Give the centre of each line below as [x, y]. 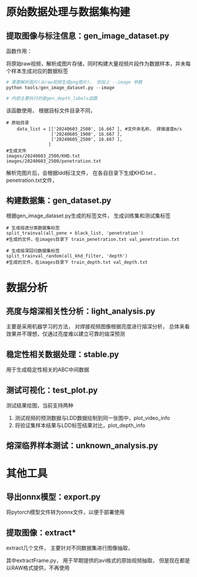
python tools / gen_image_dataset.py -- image [60, 87]
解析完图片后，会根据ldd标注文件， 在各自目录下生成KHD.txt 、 [83, 172]
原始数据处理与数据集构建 [68, 12]
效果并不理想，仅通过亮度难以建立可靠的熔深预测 [65, 334]
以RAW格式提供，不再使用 [38, 568]
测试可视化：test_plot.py [52, 390]
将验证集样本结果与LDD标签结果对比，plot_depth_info [80, 425]
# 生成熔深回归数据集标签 [33, 251]
